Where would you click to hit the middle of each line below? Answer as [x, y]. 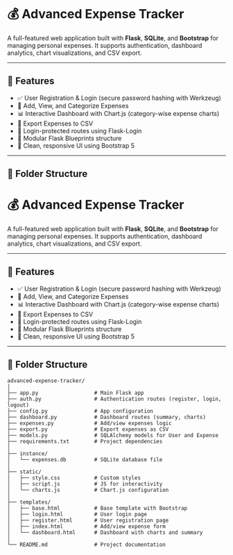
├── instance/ [28, 453]
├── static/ [24, 472]
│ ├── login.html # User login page [77, 514]
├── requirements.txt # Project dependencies [85, 441]
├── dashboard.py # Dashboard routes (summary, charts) [107, 417]
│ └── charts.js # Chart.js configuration [88, 490]
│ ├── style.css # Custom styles [74, 478]
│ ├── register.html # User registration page [88, 520]
